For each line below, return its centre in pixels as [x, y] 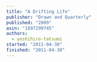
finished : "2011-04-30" [36, 50]
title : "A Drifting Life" [38, 12]
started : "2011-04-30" [34, 45]
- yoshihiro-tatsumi [37, 39]
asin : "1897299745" [30, 28]
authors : [17, 34]
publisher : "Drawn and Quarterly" [49, 17]
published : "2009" [29, 22]
